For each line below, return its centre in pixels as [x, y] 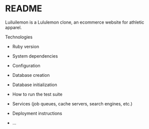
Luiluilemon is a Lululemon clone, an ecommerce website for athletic [75, 22]
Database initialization [35, 85]
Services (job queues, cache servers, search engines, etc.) [72, 103]
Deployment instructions [37, 113]
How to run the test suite [37, 94]
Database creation [31, 75]
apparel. [14, 27]
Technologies [19, 37]
